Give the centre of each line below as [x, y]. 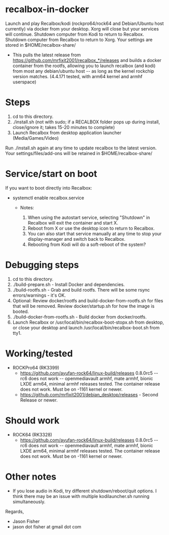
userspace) [24, 82]
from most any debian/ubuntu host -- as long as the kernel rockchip [83, 71]
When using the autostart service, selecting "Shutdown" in [89, 217]
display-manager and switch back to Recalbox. [76, 239]
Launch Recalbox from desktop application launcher [67, 133]
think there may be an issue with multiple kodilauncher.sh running [81, 496]
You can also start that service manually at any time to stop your [95, 233]
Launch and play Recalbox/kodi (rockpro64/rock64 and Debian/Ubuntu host [85, 23]
